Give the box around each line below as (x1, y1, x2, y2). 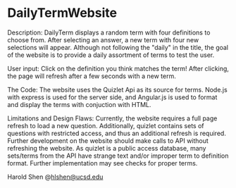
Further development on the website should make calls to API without (7, 136, 209, 145)
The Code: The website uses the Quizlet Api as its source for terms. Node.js (7, 85, 228, 94)
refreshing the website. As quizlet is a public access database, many (7, 144, 206, 152)
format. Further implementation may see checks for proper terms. (7, 158, 198, 167)
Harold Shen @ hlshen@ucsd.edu (7, 173, 104, 181)
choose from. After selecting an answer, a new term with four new (7, 35, 199, 44)
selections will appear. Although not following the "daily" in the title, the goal (7, 43, 229, 51)
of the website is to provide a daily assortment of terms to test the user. (7, 51, 215, 59)
